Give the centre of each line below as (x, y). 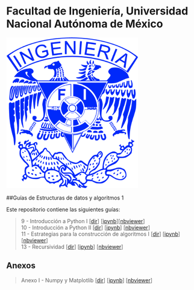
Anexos (21, 266)
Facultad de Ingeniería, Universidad (97, 11)
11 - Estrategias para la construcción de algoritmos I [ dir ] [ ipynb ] (101, 234)
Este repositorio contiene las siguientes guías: (63, 209)
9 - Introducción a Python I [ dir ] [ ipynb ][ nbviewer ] (83, 221)
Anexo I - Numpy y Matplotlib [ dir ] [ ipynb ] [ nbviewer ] (86, 280)
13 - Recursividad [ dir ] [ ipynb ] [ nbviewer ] (72, 247)
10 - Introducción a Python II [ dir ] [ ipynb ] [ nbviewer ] (86, 227)
